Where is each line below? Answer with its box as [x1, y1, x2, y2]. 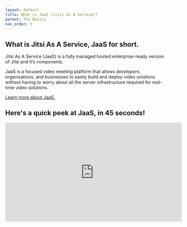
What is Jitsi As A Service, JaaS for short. [5, 40, 139, 48]
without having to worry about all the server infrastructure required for [5, 79, 151, 86]
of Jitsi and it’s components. [5, 59, 64, 65]
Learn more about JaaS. [5, 94, 55, 101]
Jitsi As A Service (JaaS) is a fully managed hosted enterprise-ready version [5, 53, 164, 59]
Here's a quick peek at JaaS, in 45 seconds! [5, 109, 145, 117]
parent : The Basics [5, 17, 46, 22]
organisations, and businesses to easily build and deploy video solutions [5, 74, 155, 80]
